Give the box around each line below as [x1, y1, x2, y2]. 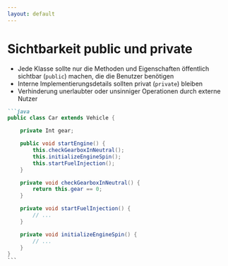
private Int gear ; [20, 127, 74, 134]
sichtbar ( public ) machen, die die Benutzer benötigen [17, 71, 174, 80]
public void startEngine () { [20, 140, 106, 147]
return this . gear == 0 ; [32, 185, 102, 193]
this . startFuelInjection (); [32, 160, 115, 167]
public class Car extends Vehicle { [7, 115, 115, 122]
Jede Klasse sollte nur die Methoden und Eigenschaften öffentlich [17, 64, 210, 73]
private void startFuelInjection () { [20, 205, 131, 212]
